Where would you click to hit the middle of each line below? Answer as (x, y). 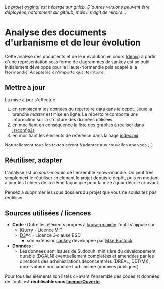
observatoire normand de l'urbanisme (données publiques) (79, 267)
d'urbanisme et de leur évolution (73, 43)
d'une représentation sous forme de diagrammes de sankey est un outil (77, 62)
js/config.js (24, 130)
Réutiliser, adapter (34, 161)
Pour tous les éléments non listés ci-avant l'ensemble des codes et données (82, 276)
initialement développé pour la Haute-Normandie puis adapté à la (71, 67)
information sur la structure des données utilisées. (63, 119)
